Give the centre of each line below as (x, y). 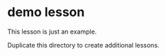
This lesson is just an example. (52, 31)
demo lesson (46, 12)
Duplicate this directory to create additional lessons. (83, 45)
